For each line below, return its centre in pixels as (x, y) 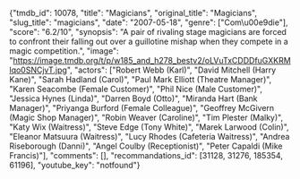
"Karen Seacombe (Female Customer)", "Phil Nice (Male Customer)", (136, 89)
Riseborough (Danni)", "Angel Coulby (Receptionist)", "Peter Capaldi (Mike (146, 146)
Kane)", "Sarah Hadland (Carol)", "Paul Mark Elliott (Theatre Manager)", (141, 79)
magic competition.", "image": (64, 51)
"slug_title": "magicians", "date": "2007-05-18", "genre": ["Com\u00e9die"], (149, 22)
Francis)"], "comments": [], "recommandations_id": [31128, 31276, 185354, (146, 155)
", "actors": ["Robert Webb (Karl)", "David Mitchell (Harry (171, 70)
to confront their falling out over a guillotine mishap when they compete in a (149, 41)
